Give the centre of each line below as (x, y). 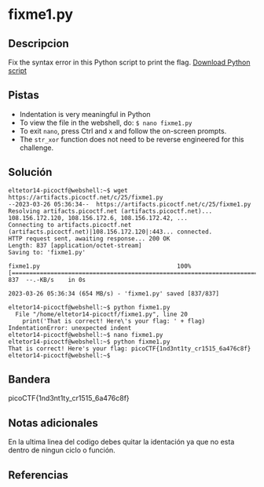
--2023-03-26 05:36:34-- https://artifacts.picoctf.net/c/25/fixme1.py (130, 204)
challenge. (36, 148)
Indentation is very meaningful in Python (85, 114)
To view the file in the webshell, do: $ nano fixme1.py (106, 123)
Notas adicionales (53, 423)
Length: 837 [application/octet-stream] (75, 245)
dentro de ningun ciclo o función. (62, 450)
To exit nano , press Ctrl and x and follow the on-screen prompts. (123, 130)
